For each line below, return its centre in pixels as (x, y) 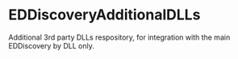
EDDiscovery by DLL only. (51, 45)
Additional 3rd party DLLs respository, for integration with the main (119, 37)
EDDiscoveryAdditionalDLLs (104, 15)
